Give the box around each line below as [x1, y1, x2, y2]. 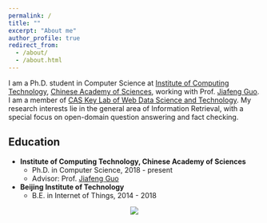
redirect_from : [8, 42, 59, 50]
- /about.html [15, 57, 62, 65]
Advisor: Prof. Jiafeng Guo [31, 173, 120, 183]
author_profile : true [8, 34, 81, 42]
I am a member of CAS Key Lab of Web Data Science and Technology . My [8, 95, 252, 105]
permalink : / [8, 11, 52, 20]
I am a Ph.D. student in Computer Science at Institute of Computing [8, 78, 229, 88]
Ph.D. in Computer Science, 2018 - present [31, 165, 173, 174]
